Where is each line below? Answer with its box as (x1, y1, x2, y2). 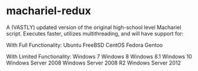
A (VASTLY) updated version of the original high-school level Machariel (6, 24, 182, 31)
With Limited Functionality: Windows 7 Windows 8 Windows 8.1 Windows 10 (6, 53, 192, 60)
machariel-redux (6, 4, 91, 18)
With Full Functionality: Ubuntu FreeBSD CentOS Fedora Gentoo (6, 41, 163, 49)
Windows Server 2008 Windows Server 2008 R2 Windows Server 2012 (6, 59, 181, 66)
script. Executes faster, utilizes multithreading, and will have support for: (6, 30, 184, 37)
